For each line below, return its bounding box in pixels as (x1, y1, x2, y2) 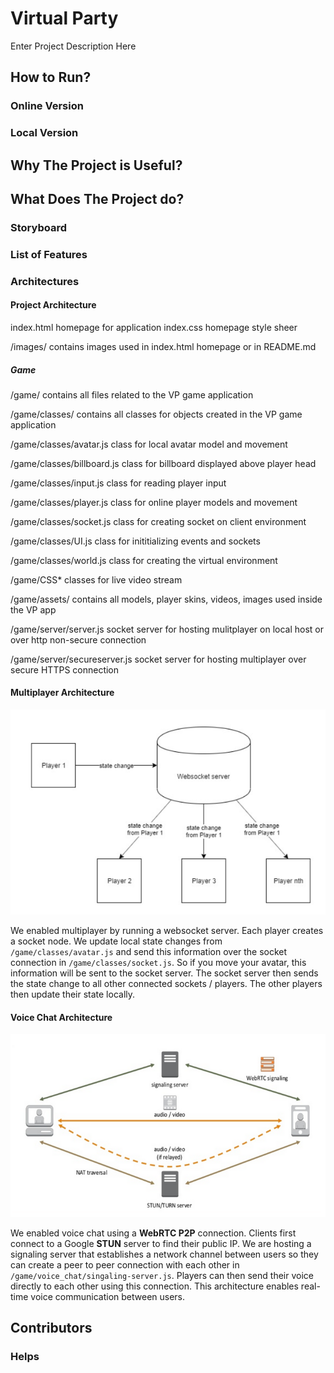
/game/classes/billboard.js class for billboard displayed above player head (10, 457, 317, 469)
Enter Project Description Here (10, 40, 137, 52)
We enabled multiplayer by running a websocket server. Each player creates (10, 925, 324, 937)
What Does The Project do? (10, 190, 185, 207)
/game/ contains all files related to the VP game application (10, 388, 254, 401)
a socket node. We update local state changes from (10, 935, 223, 947)
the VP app (10, 603, 57, 616)
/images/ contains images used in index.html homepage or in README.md (10, 340, 317, 352)
